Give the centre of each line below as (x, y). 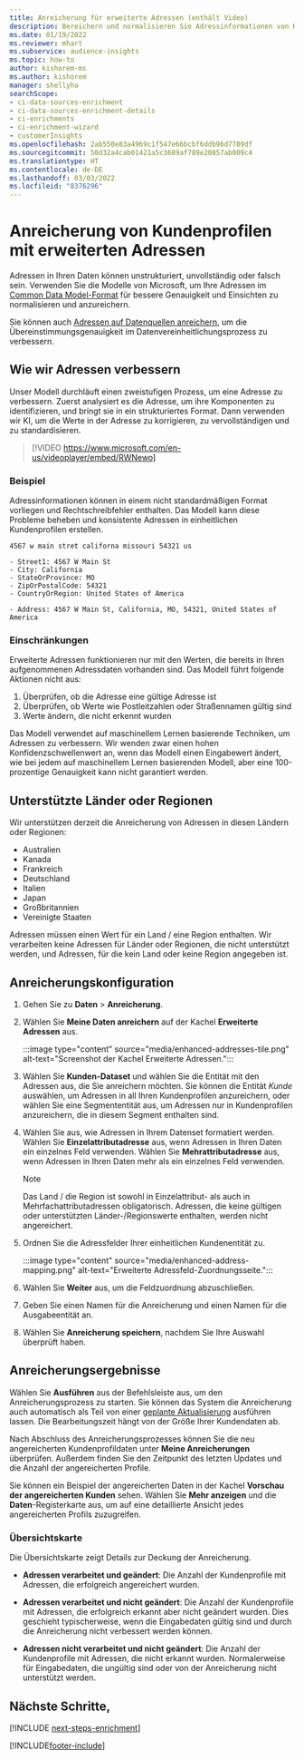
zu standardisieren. (45, 430)
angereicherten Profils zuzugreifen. (76, 1514)
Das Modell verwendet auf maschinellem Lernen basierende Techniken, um (150, 734)
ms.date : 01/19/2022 (48, 34)
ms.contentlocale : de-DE (56, 170)
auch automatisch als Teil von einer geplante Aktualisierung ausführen (140, 1412)
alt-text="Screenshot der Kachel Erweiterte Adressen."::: (128, 1059)
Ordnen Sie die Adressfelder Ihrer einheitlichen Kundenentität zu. (143, 1243)
